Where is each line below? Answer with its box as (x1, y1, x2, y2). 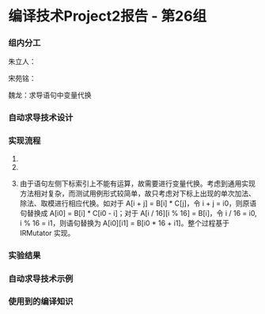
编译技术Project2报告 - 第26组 (8, 7, 207, 25)
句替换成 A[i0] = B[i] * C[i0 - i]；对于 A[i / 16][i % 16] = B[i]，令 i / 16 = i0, (19, 208, 257, 218)
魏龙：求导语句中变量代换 (8, 90, 92, 100)
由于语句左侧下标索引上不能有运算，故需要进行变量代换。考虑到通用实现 (19, 179, 256, 188)
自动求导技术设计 (8, 112, 74, 123)
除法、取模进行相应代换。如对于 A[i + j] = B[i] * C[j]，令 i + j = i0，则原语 (19, 199, 257, 208)
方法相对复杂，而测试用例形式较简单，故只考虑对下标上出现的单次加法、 (19, 188, 256, 198)
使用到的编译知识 (8, 296, 74, 307)
